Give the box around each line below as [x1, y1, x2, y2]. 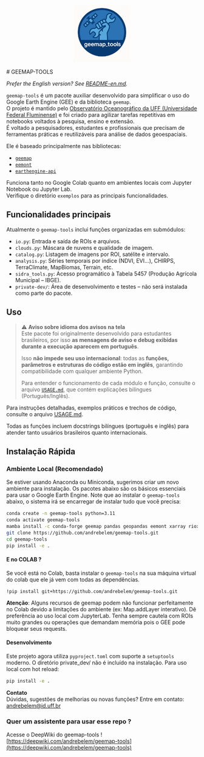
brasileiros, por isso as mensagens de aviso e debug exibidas [21, 336, 178, 343]
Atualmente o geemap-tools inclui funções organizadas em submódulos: [6, 226, 186, 233]
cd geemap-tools [6, 536, 47, 542]
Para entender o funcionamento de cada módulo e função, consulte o [21, 379, 195, 386]
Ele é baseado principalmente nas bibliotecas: [6, 143, 121, 149]
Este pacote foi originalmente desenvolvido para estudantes [21, 330, 172, 337]
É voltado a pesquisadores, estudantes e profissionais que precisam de [6, 124, 185, 131]
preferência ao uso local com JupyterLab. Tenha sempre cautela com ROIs [6, 612, 193, 619]
